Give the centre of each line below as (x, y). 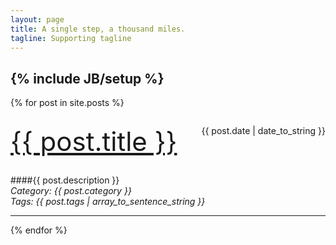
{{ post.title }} (94, 141)
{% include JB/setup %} (87, 78)
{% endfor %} (39, 230)
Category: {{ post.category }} (71, 191)
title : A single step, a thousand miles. (98, 29)
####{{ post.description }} (65, 180)
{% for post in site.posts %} (67, 103)
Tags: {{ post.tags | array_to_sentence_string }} (108, 202)
